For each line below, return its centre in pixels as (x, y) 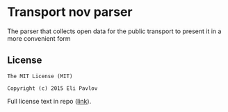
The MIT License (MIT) (40, 76)
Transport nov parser (70, 12)
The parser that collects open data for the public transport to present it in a (114, 31)
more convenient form (39, 38)
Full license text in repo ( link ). (49, 101)
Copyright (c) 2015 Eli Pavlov (52, 88)
